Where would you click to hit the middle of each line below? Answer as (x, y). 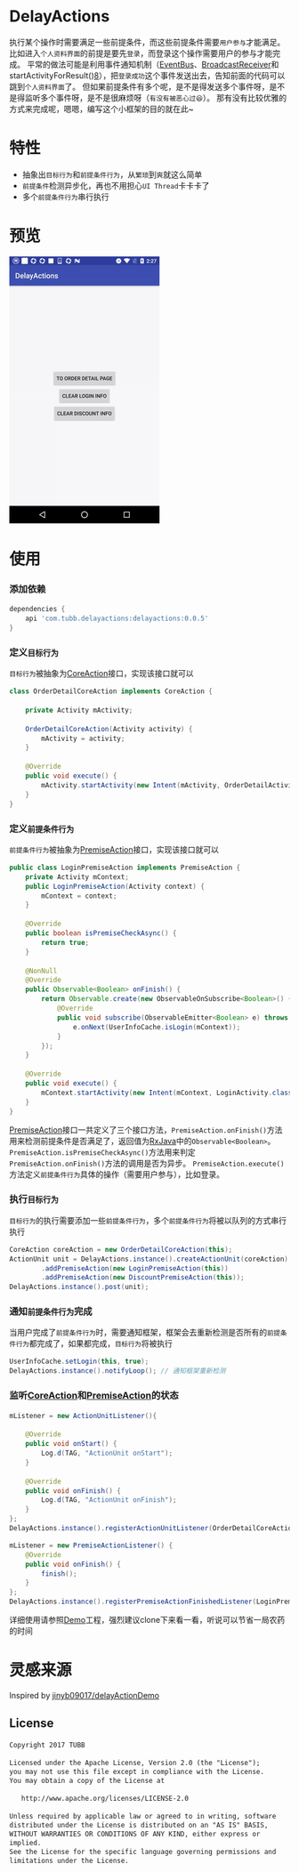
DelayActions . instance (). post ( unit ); (79, 1287)
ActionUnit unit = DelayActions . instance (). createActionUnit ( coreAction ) (149, 1259)
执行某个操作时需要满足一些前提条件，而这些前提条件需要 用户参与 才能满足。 (147, 42)
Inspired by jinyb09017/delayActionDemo (85, 1695)
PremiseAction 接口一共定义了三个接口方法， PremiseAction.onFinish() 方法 (146, 1130)
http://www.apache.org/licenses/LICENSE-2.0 (105, 1798)
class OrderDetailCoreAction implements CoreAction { (111, 691)
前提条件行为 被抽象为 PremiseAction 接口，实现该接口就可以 (114, 849)
